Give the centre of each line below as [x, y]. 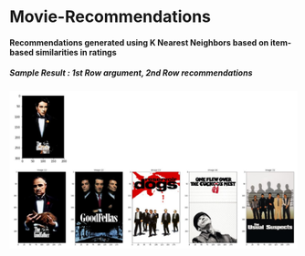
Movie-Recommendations [110, 17]
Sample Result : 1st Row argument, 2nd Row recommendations [131, 73]
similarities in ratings [76, 52]
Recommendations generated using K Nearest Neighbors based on [139, 42]
